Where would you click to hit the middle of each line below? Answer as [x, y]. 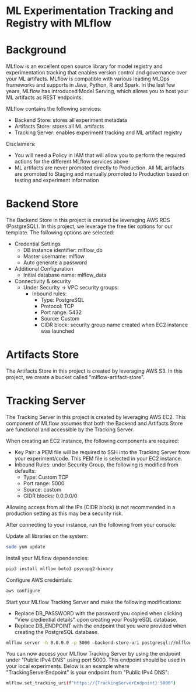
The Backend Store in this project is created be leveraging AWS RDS [88, 220]
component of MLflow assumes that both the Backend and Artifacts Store [94, 423]
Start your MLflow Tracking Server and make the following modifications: [94, 602]
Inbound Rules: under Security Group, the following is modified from [97, 465]
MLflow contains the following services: [54, 109]
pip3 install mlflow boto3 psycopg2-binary [60, 569]
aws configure [23, 591]
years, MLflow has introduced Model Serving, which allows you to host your [97, 91]
